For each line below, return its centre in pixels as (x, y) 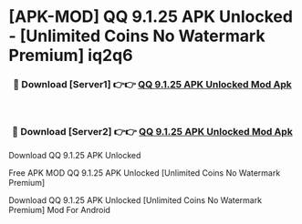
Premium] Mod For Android (60, 209)
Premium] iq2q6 (71, 56)
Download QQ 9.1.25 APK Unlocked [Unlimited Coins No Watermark (135, 200)
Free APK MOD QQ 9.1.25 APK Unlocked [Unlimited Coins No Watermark (145, 173)
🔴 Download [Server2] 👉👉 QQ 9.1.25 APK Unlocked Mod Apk (152, 132)
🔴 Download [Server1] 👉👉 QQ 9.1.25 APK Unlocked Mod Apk (152, 85)
